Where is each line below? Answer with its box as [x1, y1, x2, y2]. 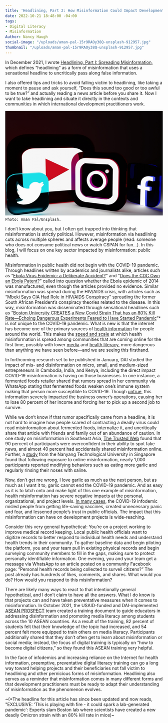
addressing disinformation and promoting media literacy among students [5, 613, 155, 619]
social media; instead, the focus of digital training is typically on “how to [5, 640, 153, 646]
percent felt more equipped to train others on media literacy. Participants [5, 629, 155, 635]
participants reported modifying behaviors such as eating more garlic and [5, 462, 157, 468]
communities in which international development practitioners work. [5, 100, 145, 107]
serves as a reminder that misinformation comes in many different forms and [5, 676, 163, 682]
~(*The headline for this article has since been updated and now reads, [5, 696, 153, 702]
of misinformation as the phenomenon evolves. [5, 687, 102, 693]
